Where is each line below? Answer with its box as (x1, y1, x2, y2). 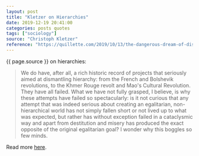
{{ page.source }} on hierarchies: (6, 57, 87, 65)
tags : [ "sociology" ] (6, 31, 57, 37)
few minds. (20, 132, 48, 139)
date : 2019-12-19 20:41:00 (6, 19, 73, 25)
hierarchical (20, 107, 50, 114)
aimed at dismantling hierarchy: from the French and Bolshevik (20, 75, 174, 83)
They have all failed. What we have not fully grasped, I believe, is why (20, 88, 191, 95)
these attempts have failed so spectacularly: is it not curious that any (20, 94, 189, 101)
